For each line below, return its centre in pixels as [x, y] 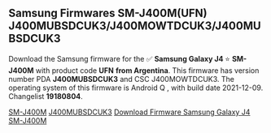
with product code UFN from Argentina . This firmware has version [147, 70]
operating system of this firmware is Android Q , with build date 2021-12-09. [136, 88]
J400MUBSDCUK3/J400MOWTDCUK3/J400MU [135, 26]
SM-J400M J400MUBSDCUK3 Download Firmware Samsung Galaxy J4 [129, 112]
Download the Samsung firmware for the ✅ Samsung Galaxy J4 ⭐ [119, 58]
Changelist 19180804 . [46, 96]
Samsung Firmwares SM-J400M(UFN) [108, 13]
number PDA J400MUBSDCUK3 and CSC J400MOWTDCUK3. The [121, 79]
